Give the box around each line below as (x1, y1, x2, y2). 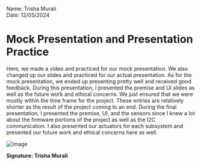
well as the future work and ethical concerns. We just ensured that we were (6, 90, 194, 98)
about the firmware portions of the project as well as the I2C (6, 116, 156, 123)
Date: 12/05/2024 (6, 11, 50, 19)
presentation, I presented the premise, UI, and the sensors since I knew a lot (6, 109, 196, 116)
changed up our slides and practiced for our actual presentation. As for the (6, 71, 192, 79)
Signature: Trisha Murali (6, 152, 68, 159)
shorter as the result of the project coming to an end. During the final (6, 103, 177, 110)
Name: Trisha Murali (6, 5, 57, 12)
